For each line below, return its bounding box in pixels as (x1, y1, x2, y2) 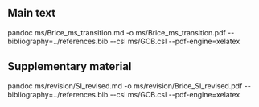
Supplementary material (7, 60, 132, 73)
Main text (7, 6, 56, 20)
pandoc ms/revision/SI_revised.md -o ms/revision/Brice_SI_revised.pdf (7, 80, 243, 91)
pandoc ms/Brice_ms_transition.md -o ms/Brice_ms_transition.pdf (7, 27, 226, 37)
